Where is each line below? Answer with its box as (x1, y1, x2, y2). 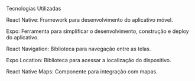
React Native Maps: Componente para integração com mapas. (6, 68, 158, 75)
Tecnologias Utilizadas (6, 5, 61, 12)
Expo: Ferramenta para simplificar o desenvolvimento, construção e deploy (6, 28, 189, 35)
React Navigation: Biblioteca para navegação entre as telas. (6, 45, 151, 52)
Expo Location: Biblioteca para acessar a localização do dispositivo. (6, 57, 171, 63)
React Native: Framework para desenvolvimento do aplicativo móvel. (6, 16, 173, 23)
